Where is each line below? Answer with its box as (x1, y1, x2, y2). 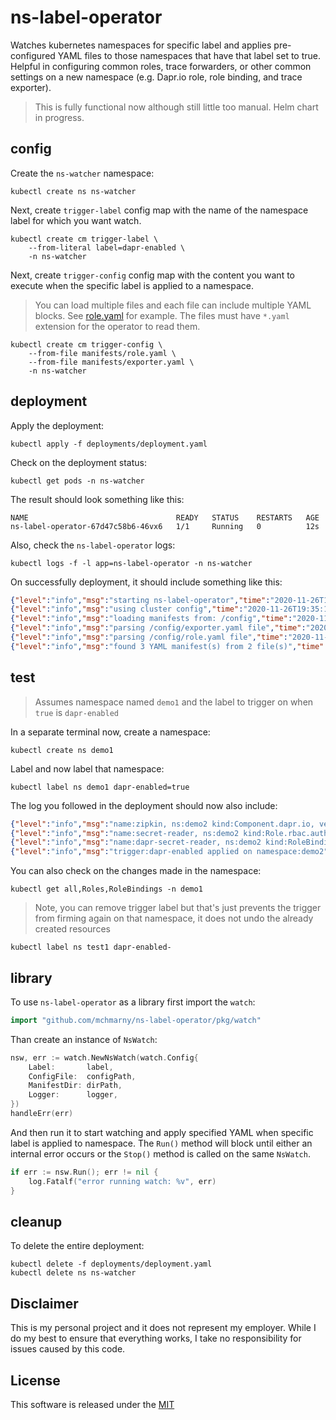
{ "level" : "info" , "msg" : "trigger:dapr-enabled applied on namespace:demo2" (10, 847, 329, 857)
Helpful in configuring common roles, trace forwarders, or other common (10, 60, 312, 72)
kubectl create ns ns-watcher (10, 186, 137, 196)
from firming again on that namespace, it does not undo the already (34, 912, 314, 925)
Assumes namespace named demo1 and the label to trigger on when (34, 696, 314, 708)
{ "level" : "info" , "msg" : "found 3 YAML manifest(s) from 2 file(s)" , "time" (10, 641, 325, 651)
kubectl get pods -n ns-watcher (10, 476, 145, 486)
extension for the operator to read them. (34, 320, 201, 332)
